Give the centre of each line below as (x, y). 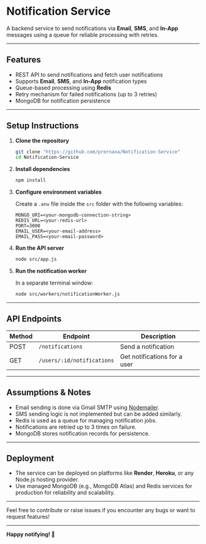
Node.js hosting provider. (47, 480)
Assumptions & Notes (49, 393)
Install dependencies (43, 169)
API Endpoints (34, 319)
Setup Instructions (43, 126)
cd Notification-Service (47, 158)
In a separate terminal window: (54, 283)
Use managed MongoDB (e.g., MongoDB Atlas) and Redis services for (104, 486)
